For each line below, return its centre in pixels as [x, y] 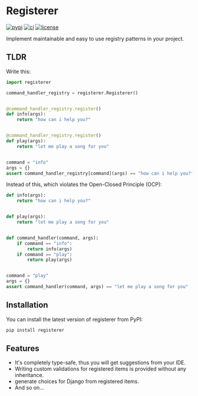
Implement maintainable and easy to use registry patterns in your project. [95, 38]
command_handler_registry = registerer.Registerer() [72, 93]
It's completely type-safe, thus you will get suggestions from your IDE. [100, 363]
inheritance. [29, 375]
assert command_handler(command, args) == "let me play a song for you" [97, 287]
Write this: [19, 71]
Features [23, 348]
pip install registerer [35, 330]
